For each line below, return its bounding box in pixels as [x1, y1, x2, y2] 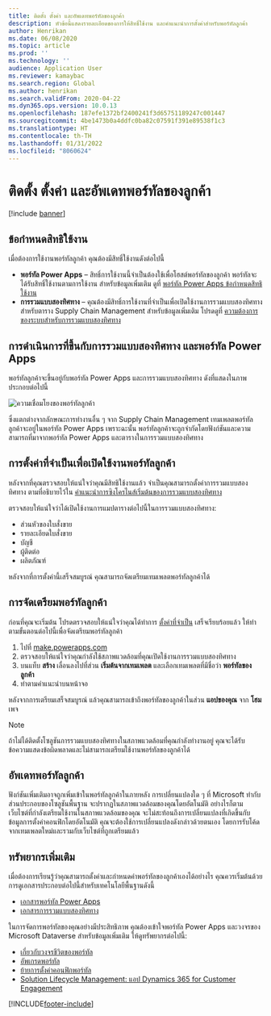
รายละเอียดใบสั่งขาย [19, 528, 73, 537]
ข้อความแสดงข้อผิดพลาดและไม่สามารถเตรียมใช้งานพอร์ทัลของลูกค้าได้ [8, 744, 191, 755]
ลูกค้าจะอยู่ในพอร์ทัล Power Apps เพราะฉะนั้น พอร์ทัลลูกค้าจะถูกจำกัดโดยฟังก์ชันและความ [8, 423, 252, 433]
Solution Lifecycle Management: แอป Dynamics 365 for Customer [19, 974, 236, 985]
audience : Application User [8, 65, 103, 73]
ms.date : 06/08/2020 [8, 34, 78, 43]
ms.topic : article [8, 42, 70, 50]
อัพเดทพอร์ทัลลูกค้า [8, 768, 85, 782]
